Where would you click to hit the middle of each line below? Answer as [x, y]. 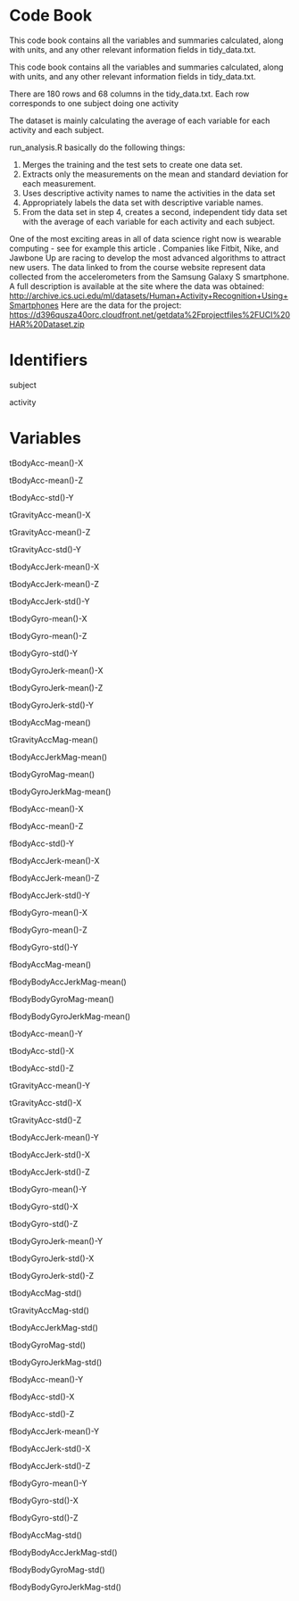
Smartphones [34, 305]
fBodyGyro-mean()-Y [48, 1483]
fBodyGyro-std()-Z [44, 1517]
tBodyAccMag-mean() [50, 722]
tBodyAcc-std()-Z [42, 1068]
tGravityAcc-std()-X [46, 1102]
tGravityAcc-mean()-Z [50, 532]
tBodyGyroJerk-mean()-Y [56, 1240]
